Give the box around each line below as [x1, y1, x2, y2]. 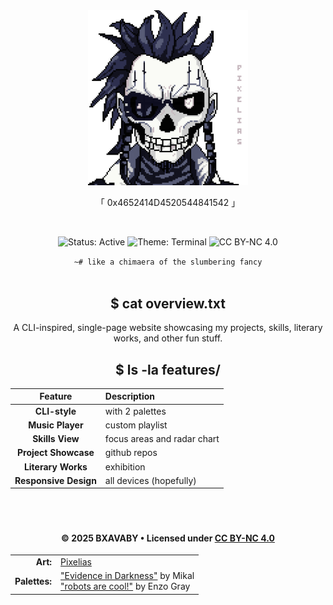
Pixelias [60, 556, 92, 568]
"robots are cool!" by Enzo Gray [60, 580, 191, 593]
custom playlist [104, 419, 168, 431]
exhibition [104, 460, 146, 473]
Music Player [28, 419, 84, 431]
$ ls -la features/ [115, 361, 221, 378]
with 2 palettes [104, 405, 167, 417]
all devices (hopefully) [104, 474, 197, 486]
